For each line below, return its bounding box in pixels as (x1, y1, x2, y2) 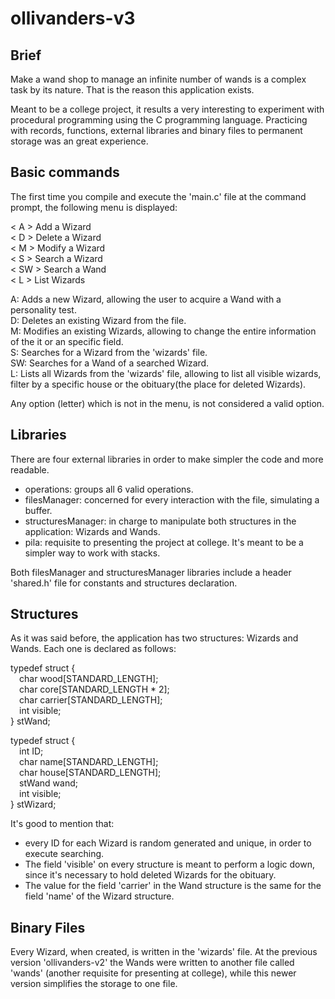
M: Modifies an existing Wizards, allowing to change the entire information (10, 325, 317, 337)
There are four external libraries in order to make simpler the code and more (10, 453, 324, 465)
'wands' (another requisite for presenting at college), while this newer (10, 967, 297, 979)
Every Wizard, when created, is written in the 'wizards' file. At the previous (10, 946, 318, 958)
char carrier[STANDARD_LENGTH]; (19, 694, 163, 706)
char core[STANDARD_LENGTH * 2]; (19, 683, 170, 696)
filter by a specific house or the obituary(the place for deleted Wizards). (10, 378, 307, 390)
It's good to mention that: (10, 818, 115, 830)
